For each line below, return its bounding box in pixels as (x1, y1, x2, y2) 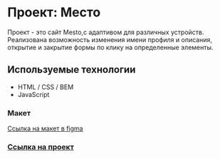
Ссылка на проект (7, 142, 75, 152)
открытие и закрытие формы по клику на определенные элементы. (7, 43, 214, 51)
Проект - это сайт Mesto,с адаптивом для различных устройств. (7, 28, 204, 36)
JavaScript (17, 90, 50, 98)
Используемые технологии (7, 63, 136, 76)
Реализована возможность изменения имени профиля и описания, (7, 35, 212, 43)
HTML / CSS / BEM (17, 83, 74, 91)
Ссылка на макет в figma (7, 124, 83, 133)
